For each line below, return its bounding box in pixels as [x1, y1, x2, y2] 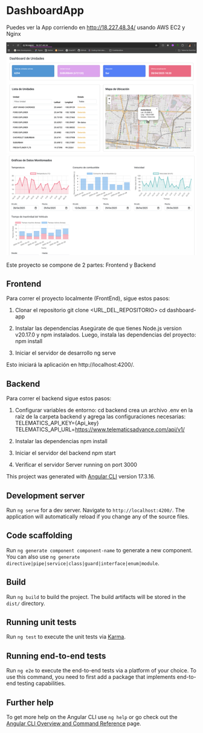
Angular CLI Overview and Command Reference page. [6, 720, 141, 728]
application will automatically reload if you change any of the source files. [6, 513, 189, 520]
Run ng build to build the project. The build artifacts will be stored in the [6, 593, 186, 600]
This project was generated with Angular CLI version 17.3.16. [6, 473, 155, 480]
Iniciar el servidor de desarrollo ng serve [14, 349, 116, 356]
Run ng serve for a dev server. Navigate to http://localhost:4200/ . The [6, 507, 185, 514]
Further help [6, 697, 54, 708]
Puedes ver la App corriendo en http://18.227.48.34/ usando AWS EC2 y [6, 24, 185, 31]
